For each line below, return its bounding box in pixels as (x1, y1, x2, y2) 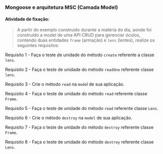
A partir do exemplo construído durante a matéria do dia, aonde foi (17, 27, 152, 33)
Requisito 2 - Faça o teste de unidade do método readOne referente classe (5, 66, 154, 72)
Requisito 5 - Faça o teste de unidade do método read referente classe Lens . (5, 106, 159, 111)
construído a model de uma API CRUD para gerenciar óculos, (17, 32, 140, 38)
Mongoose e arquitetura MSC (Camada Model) (5, 4, 118, 11)
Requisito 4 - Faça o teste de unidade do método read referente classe (5, 91, 148, 97)
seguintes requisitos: (17, 43, 60, 48)
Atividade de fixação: (5, 16, 50, 22)
